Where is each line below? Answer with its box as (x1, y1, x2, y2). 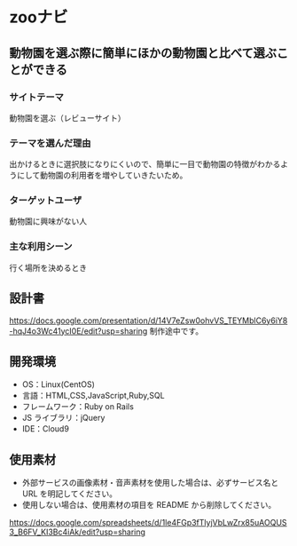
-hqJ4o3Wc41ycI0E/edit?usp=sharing (9, 325, 148, 336)
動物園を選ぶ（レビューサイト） (9, 112, 126, 123)
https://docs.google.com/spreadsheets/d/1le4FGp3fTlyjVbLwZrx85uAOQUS (9, 518, 287, 528)
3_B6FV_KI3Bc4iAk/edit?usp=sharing (9, 526, 146, 537)
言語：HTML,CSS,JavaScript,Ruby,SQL (21, 391, 166, 401)
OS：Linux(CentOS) (21, 379, 96, 390)
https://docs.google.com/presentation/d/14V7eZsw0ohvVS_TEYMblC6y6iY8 (9, 315, 288, 326)
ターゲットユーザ (9, 194, 82, 207)
